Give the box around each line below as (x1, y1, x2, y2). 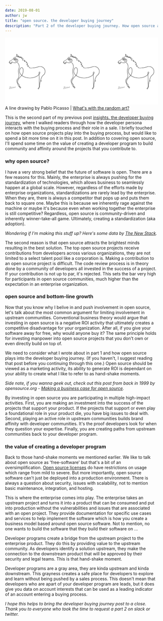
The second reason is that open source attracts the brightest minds (5, 239, 140, 246)
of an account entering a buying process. (5, 591, 88, 597)
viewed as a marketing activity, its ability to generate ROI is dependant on (5, 366, 152, 371)
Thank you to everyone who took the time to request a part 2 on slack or (5, 606, 150, 612)
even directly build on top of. (5, 340, 62, 346)
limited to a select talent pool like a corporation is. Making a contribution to (5, 255, 154, 261)
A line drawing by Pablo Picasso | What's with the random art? (5, 105, 130, 111)
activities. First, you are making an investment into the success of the (5, 400, 144, 406)
